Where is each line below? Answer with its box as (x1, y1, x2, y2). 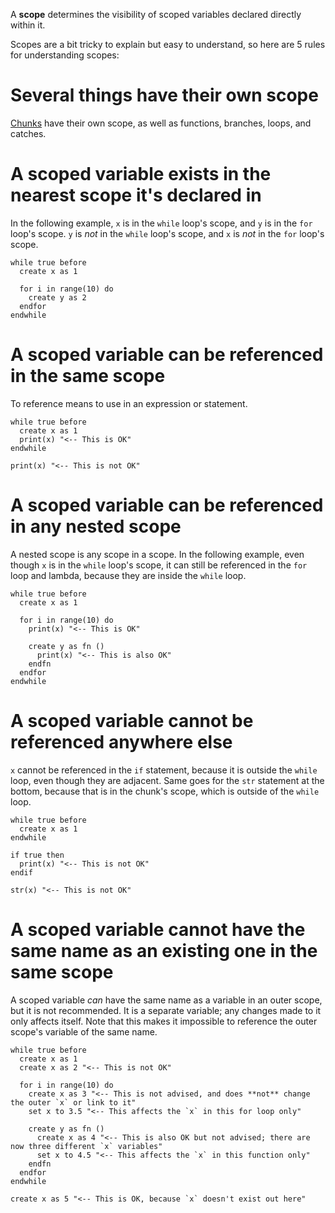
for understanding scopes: (10, 49, 120, 61)
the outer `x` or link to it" (10, 1097, 137, 1108)
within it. (10, 19, 46, 31)
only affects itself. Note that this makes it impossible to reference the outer (10, 1015, 318, 1027)
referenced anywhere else (10, 730, 233, 753)
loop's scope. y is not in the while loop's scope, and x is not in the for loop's (10, 227, 325, 239)
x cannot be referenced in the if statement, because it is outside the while (10, 764, 318, 776)
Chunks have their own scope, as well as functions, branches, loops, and (10, 117, 312, 129)
